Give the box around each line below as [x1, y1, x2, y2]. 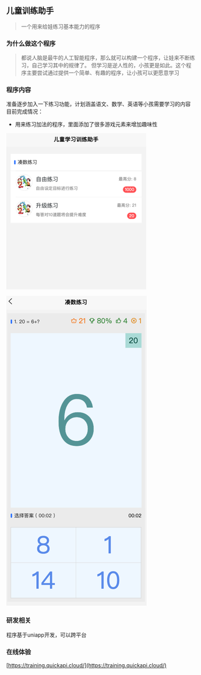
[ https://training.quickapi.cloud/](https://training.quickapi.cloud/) [6, 662, 167, 669]
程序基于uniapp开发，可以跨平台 [6, 631, 87, 638]
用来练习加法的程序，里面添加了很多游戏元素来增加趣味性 [14, 121, 158, 128]
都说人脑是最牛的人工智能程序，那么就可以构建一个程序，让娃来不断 [20, 54, 190, 61]
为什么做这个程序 [6, 39, 56, 48]
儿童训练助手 [6, 5, 54, 16]
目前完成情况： [6, 108, 43, 116]
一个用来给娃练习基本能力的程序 [20, 23, 100, 30]
